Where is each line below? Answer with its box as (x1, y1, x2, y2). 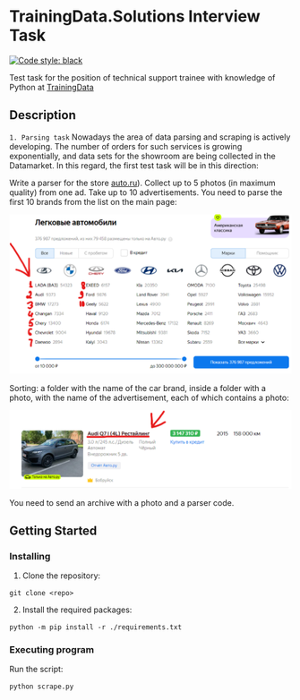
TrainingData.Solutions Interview (9, 6, 261, 27)
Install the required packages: (21, 604, 133, 615)
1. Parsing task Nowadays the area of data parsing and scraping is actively (9, 132, 291, 142)
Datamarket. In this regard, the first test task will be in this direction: (9, 159, 259, 171)
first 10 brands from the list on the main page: (9, 196, 177, 207)
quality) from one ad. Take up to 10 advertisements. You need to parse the (9, 186, 283, 198)
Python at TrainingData (9, 81, 94, 92)
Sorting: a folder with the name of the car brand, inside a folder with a (9, 383, 267, 394)
